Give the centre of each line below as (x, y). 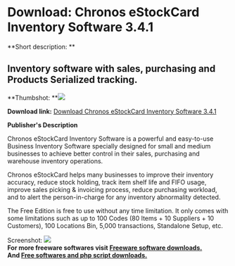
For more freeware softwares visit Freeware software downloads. (105, 248)
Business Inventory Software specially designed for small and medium (109, 146)
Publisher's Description (43, 125)
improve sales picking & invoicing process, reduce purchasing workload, (112, 189)
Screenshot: (25, 240)
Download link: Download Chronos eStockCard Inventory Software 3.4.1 (112, 111)
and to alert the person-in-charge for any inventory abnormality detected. (114, 197)
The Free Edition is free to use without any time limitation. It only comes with (118, 210)
